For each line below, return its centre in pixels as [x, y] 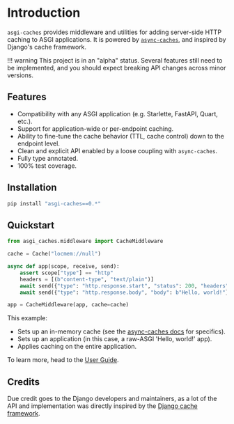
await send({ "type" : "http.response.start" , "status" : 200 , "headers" [124, 286]
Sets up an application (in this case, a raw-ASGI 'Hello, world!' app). [115, 339]
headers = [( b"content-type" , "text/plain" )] [87, 279]
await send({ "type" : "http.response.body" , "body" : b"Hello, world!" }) [126, 292]
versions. [20, 75]
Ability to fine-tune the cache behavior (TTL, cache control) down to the [120, 136]
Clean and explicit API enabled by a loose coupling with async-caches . [117, 150]
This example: [27, 318]
